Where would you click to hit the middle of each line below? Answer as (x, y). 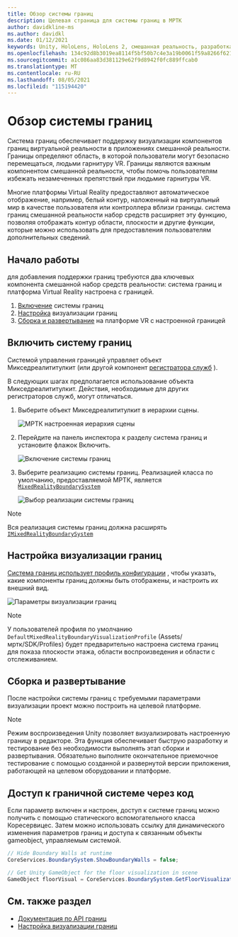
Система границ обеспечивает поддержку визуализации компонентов (115, 141)
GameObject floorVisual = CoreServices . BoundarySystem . (91, 879)
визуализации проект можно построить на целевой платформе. (104, 706)
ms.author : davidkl (36, 34)
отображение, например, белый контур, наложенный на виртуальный (113, 200)
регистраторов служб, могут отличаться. (70, 396)
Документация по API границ (62, 919)
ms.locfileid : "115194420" (47, 86)
